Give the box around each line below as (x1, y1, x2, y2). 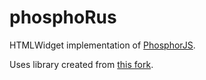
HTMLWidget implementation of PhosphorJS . (9, 39, 196, 51)
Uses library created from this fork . (9, 58, 154, 70)
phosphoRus (9, 6, 117, 29)
